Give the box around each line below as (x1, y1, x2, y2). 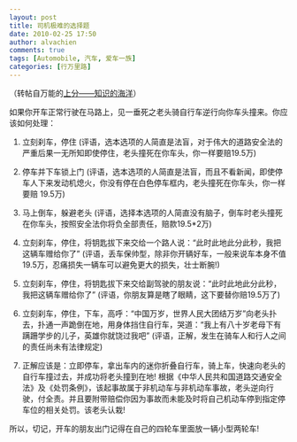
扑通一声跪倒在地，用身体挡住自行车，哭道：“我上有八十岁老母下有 (37, 319, 281, 330)
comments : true (9, 46, 65, 55)
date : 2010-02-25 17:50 (9, 29, 97, 38)
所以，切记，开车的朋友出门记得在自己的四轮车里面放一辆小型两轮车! (9, 423, 260, 434)
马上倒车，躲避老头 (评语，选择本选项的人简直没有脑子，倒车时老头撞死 (21, 207, 283, 218)
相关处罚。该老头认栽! (45, 404, 126, 415)
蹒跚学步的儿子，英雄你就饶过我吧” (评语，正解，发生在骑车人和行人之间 (21, 330, 287, 341)
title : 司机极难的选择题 (9, 21, 90, 30)
